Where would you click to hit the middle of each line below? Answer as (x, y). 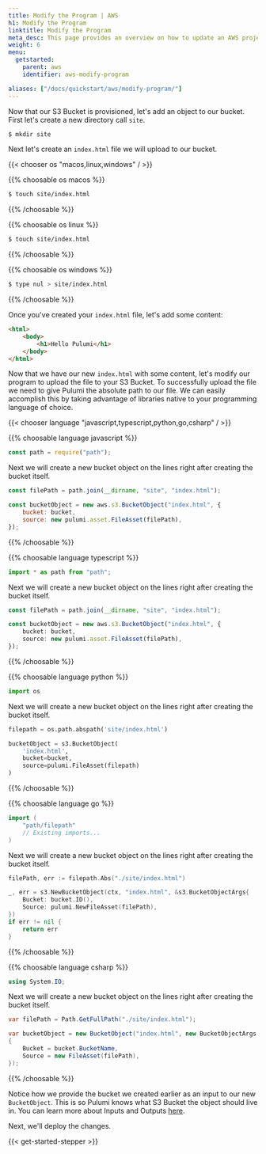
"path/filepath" (49, 825)
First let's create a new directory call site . (77, 120)
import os (25, 691)
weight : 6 (25, 45)
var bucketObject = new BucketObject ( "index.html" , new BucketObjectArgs (133, 1034)
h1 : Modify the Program (47, 23)
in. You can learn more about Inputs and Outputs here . (97, 1110)
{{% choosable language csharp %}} (68, 967)
